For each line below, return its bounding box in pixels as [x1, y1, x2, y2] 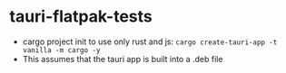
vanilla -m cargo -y [22, 45, 101, 55]
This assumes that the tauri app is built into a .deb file [22, 53, 223, 64]
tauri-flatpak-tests [9, 6, 153, 27]
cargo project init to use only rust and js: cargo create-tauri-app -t [22, 36, 278, 47]
